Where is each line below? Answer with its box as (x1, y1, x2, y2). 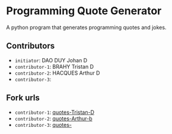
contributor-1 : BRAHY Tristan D (14, 63, 94, 70)
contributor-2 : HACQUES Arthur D (14, 69, 100, 76)
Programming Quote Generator (6, 4, 162, 18)
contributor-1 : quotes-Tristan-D (14, 109, 95, 116)
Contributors (6, 41, 55, 51)
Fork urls (6, 93, 40, 103)
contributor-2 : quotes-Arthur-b (14, 114, 93, 122)
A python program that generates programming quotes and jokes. (6, 24, 167, 31)
